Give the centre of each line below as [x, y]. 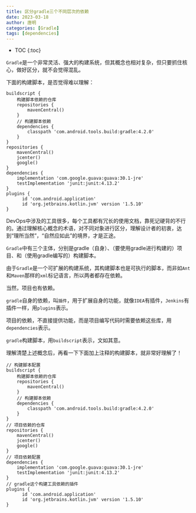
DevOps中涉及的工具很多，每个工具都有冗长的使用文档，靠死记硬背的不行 [96, 221]
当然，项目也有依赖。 [32, 288]
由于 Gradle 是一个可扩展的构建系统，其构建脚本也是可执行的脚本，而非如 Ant [98, 268]
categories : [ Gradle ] [33, 28]
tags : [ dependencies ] [33, 34]
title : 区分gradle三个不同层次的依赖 [48, 11]
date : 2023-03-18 [27, 17]
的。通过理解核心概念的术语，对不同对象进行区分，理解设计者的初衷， [92, 228]
